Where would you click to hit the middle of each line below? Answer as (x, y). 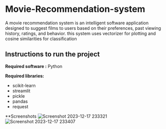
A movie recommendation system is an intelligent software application (77, 23)
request (20, 106)
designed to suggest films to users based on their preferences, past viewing (83, 28)
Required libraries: (25, 76)
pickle (18, 96)
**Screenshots (21, 116)
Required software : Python (34, 66)
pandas (20, 101)
